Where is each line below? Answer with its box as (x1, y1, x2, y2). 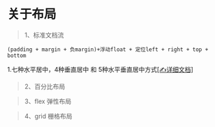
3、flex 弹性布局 (24, 97, 72, 105)
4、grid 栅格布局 (24, 112, 73, 120)
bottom (7, 52, 27, 59)
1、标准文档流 (24, 31, 64, 39)
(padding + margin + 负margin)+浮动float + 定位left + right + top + (7, 46, 209, 53)
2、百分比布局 (24, 82, 66, 91)
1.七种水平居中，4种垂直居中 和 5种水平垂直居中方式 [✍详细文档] (7, 65, 193, 73)
